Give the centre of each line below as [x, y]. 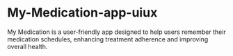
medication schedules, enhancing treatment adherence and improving [108, 39]
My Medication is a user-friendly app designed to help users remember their [116, 32]
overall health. [27, 46]
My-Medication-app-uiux [82, 13]
